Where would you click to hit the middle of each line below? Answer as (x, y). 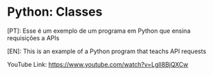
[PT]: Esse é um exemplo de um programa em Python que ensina (99, 31)
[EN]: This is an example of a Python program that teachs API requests (107, 51)
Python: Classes (55, 12)
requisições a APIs (33, 37)
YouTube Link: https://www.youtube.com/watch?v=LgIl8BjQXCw (98, 64)
